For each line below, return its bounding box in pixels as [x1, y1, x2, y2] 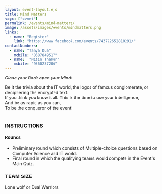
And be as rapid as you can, [5, 100, 61, 106]
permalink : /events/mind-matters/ [5, 20, 75, 26]
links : [5, 30, 18, 35]
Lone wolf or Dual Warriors [5, 184, 59, 190]
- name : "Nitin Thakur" [9, 57, 60, 62]
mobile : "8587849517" [14, 52, 57, 58]
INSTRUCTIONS [5, 122, 43, 129]
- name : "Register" [9, 35, 49, 39]
